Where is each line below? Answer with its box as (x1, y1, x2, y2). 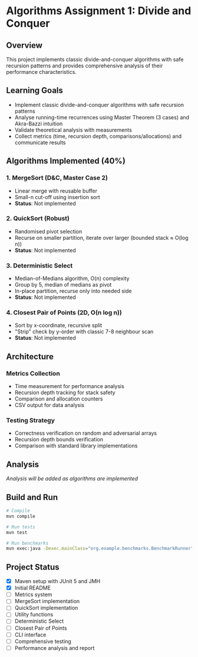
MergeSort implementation (14, 598, 80, 605)
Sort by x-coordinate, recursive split (14, 322, 103, 329)
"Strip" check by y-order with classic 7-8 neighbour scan (14, 328, 154, 335)
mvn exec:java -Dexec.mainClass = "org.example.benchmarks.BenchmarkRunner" (6, 545, 194, 552)
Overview (6, 40, 43, 50)
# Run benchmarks (6, 540, 49, 546)
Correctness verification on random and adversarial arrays (14, 430, 157, 437)
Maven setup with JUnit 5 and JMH (14, 578, 101, 585)
